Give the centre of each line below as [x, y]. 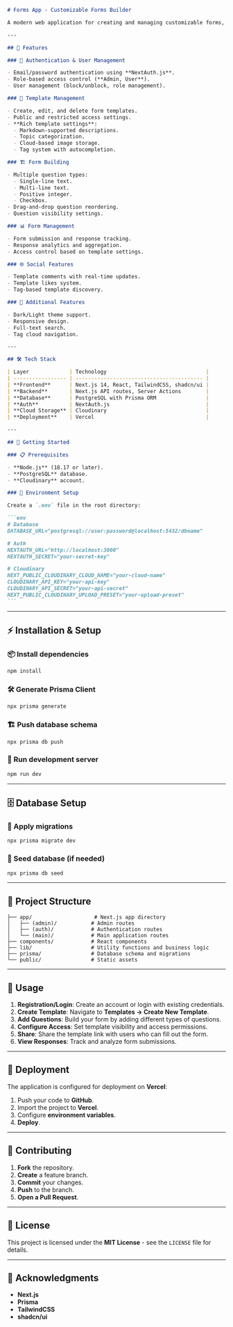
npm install [24, 672]
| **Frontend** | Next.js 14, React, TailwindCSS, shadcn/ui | [108, 385]
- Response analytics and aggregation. [65, 245]
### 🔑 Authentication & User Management [67, 60]
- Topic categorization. [49, 137]
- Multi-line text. [42, 188]
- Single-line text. [43, 181]
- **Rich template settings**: [52, 124]
